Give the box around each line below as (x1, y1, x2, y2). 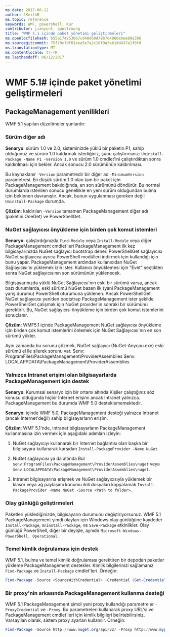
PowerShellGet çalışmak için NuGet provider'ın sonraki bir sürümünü (5, 301, 148, 307)
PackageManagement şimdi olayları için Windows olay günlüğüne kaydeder (5, 516, 163, 523)
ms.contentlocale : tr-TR (5, 50, 58, 55)
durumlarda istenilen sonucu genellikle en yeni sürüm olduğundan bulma (5, 187, 157, 193)
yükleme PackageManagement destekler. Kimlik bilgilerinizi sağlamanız (5, 562, 154, 568)
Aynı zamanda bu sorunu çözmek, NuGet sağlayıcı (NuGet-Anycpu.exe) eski (5, 342, 164, 348)
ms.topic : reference (5, 17, 49, 22)
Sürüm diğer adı (5, 133, 46, 141)
